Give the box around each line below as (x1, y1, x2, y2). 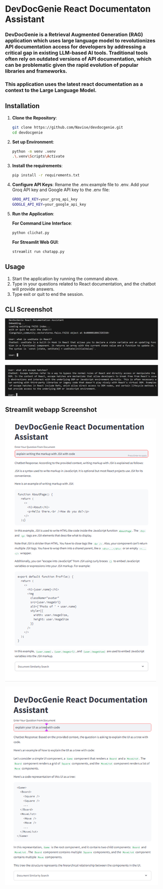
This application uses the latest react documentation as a (5, 81, 143, 88)
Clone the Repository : (12, 115, 57, 120)
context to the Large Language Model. (5, 87, 97, 94)
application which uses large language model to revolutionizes (5, 38, 156, 44)
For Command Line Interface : (12, 220, 72, 226)
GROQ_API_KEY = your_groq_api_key (12, 197, 78, 202)
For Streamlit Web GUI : (12, 239, 59, 245)
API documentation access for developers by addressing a (5, 43, 146, 50)
